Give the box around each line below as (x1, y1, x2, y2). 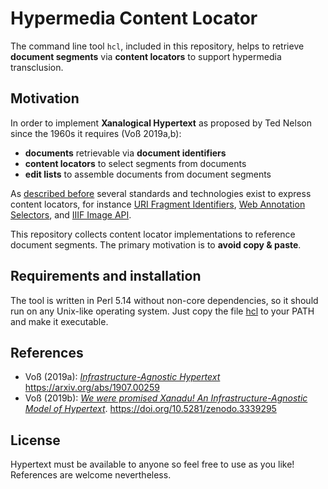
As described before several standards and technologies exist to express (10, 187, 312, 199)
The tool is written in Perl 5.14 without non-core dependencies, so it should (10, 294, 319, 306)
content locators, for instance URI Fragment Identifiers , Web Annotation (10, 198, 306, 210)
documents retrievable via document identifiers (24, 147, 227, 159)
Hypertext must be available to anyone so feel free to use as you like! (10, 458, 295, 471)
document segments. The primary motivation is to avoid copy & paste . (10, 238, 302, 251)
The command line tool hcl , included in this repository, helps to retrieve (10, 40, 305, 52)
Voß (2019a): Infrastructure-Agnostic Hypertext (24, 371, 221, 383)
